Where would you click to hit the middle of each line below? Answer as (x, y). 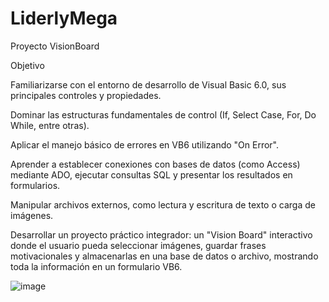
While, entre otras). (50, 125)
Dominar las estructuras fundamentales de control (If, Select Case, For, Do (163, 114)
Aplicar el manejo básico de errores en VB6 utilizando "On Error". (145, 144)
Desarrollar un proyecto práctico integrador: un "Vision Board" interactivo (161, 234)
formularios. (35, 185)
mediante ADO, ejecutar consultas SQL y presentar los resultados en (151, 174)
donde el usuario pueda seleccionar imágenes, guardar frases (138, 245)
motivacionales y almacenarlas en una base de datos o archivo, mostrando (164, 256)
